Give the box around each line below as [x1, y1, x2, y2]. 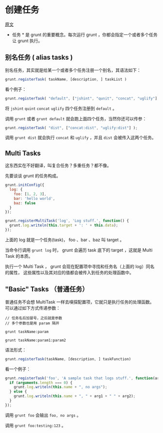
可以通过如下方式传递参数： [5, 305, 61, 311]
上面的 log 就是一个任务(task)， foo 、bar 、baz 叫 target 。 [5, 236, 125, 243]
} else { [9, 389, 27, 394]
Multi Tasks [5, 149, 41, 157]
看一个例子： [5, 366, 31, 372]
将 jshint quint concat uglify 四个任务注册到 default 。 [5, 105, 117, 111]
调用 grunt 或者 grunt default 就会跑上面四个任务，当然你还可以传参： [5, 116, 147, 121]
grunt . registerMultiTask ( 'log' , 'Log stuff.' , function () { [5, 218, 130, 223]
